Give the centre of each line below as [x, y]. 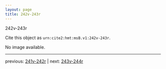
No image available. [25, 47]
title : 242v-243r [23, 14]
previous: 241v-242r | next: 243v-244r [44, 61]
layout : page [19, 10]
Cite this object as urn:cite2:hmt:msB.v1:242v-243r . [58, 38]
